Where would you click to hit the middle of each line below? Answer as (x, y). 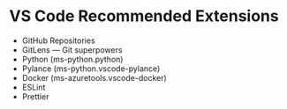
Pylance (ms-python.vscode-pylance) (91, 69)
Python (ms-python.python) (72, 59)
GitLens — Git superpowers (72, 49)
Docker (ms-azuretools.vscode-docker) (94, 77)
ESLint (34, 87)
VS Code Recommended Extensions (144, 16)
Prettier (35, 96)
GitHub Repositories (58, 40)
